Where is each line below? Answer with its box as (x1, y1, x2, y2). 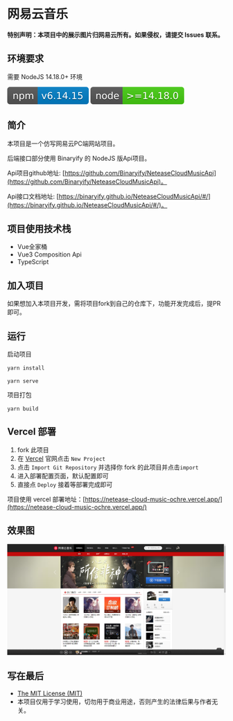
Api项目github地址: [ (7, 168, 65, 177)
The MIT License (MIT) (17, 689, 83, 697)
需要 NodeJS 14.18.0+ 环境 (7, 72, 83, 80)
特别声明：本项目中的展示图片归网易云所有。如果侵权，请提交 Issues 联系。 (7, 31, 224, 39)
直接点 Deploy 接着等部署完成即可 (17, 480, 113, 489)
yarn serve (7, 378, 39, 385)
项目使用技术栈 (7, 223, 71, 234)
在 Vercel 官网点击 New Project (17, 454, 106, 462)
